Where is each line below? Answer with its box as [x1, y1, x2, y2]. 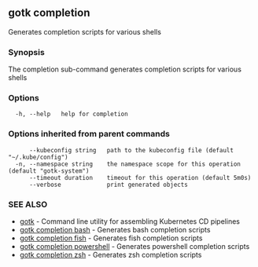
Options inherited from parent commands [8, 129, 171, 140]
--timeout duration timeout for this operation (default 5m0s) [28, 174, 252, 181]
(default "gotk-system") [8, 166, 90, 175]
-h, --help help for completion [15, 110, 128, 119]
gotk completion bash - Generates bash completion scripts [19, 225, 211, 234]
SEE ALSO [8, 199, 48, 210]
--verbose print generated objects [28, 181, 189, 188]
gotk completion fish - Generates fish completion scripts [19, 233, 203, 243]
